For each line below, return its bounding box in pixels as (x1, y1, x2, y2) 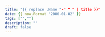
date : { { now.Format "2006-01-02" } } (5, 12, 81, 16)
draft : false (5, 25, 31, 30)
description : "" (5, 20, 38, 25)
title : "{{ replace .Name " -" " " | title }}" (5, 7, 101, 12)
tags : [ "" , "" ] (5, 16, 34, 21)
